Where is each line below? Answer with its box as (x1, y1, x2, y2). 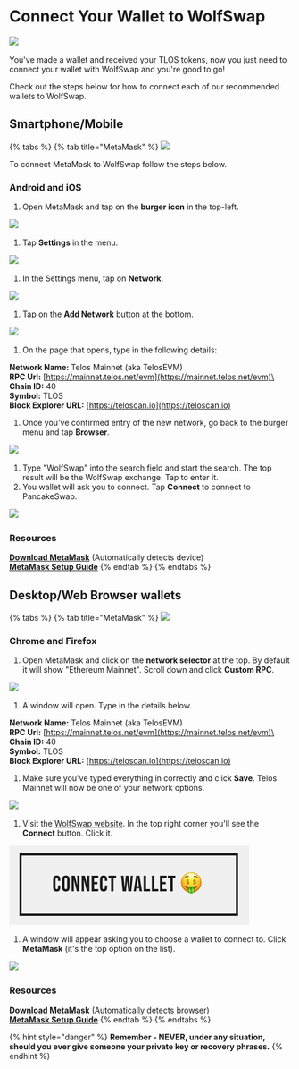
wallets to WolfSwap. (9, 90, 87, 101)
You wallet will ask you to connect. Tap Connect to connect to (21, 481, 252, 493)
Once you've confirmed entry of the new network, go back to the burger (21, 418, 288, 428)
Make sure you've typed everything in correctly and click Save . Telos (21, 773, 278, 784)
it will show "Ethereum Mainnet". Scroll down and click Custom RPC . (21, 665, 275, 675)
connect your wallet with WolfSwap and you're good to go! (9, 64, 226, 74)
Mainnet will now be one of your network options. (21, 783, 205, 793)
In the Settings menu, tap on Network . (21, 273, 163, 284)
